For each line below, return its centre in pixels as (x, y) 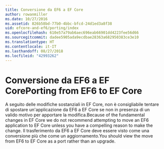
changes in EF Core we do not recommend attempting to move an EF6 (77, 120)
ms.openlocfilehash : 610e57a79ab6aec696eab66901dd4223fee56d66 (72, 33)
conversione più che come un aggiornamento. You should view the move (79, 136)
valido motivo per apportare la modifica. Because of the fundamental (75, 115)
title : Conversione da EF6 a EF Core (44, 10)
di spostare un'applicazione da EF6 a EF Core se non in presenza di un (78, 110)
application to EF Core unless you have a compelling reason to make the (79, 125)
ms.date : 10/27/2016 (27, 19)
